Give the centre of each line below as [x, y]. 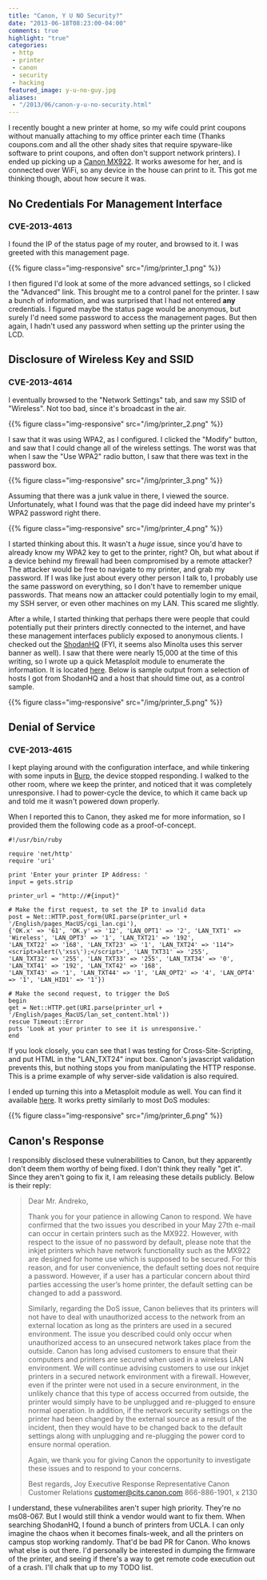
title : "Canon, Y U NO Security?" [66, 16]
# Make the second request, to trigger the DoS [89, 994]
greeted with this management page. [69, 252]
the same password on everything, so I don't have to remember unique [125, 586]
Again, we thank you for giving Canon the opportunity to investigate [139, 1460]
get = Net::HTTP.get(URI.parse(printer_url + [85, 1008]
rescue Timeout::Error [46, 1022]
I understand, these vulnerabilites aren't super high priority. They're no [125, 1508]
